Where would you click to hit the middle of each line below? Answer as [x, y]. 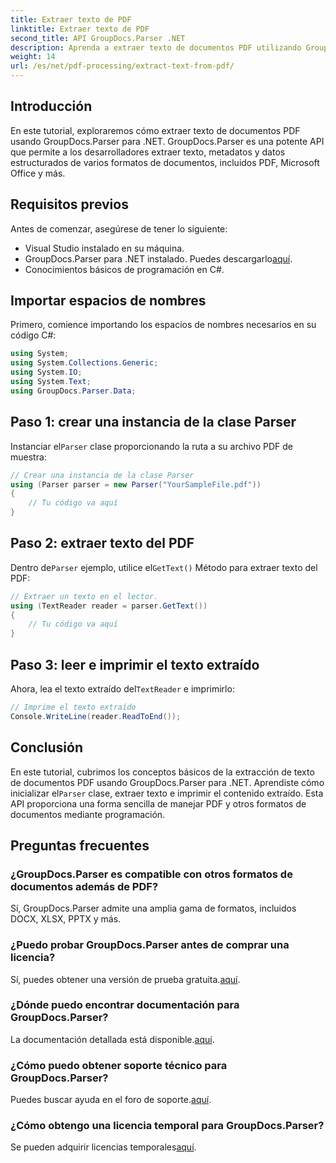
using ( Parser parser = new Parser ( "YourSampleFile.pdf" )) [136, 484]
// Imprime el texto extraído [73, 707]
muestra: [28, 457]
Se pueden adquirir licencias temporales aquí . [103, 1147]
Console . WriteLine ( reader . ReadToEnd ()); [96, 716]
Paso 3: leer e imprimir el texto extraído [135, 664]
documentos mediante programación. [88, 814]
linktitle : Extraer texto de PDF [80, 29]
